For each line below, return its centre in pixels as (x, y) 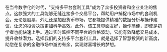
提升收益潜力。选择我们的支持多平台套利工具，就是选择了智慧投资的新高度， (83, 38)
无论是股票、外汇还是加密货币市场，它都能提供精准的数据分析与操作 (83, 20)
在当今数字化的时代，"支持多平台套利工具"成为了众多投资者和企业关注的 (79, 7)
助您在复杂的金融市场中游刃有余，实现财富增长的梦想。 (62, 44)
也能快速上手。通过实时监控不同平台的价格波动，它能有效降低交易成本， (88, 32)
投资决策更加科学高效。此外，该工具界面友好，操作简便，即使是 (92, 26)
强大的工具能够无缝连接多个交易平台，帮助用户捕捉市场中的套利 (87, 13)
